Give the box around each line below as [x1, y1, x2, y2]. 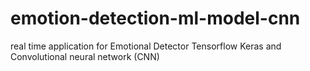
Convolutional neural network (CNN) [10, 50, 160, 62]
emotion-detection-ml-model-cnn [10, 7, 301, 30]
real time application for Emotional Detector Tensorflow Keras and [10, 40, 282, 52]
